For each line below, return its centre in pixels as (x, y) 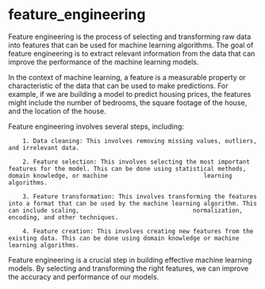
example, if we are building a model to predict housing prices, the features (130, 94)
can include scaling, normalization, (126, 210)
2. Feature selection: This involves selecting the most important (136, 162)
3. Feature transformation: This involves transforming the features (140, 196)
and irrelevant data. (44, 148)
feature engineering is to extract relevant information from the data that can (132, 53)
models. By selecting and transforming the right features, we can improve (129, 268)
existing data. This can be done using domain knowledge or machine (124, 238)
